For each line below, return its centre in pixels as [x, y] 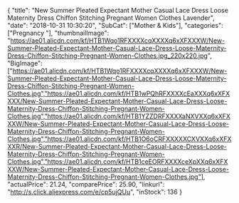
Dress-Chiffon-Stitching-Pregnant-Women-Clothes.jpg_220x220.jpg [108, 56]
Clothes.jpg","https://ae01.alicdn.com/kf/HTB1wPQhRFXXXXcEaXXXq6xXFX [119, 93]
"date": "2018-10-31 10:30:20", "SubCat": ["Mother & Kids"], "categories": [115, 25]
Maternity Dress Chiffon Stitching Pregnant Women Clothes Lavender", [111, 18]
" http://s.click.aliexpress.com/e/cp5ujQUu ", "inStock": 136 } [95, 192]
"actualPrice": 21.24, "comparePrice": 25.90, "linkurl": [86, 184]
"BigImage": [25, 63]
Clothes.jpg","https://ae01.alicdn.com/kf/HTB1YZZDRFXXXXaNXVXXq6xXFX [119, 116]
